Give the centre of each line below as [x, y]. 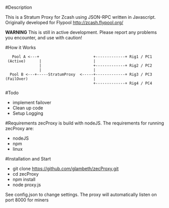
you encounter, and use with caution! [44, 38]
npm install [24, 179]
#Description [19, 7]
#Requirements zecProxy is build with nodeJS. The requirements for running [85, 123]
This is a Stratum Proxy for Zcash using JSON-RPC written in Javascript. [81, 17]
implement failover [32, 102]
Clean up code [28, 108]
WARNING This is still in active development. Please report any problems [81, 32]
